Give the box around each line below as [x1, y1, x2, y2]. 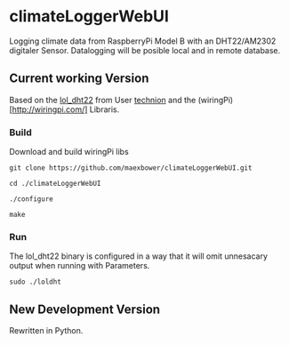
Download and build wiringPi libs [9, 147, 129, 157]
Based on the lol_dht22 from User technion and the [9, 94, 197, 105]
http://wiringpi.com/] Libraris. [12, 104, 120, 115]
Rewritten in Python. [9, 325, 84, 336]
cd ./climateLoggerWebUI [9, 180, 101, 189]
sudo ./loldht [9, 277, 62, 286]
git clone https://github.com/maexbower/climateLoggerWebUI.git [9, 164, 253, 172]
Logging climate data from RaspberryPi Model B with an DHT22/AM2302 [9, 36, 277, 46]
